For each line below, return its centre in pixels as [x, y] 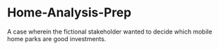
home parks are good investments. [57, 38]
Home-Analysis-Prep [69, 13]
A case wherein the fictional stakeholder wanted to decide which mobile [110, 32]
